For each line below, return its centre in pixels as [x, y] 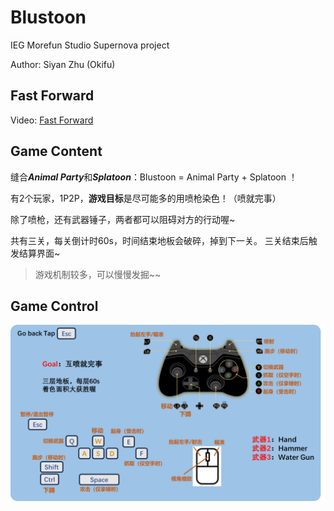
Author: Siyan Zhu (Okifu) [63, 64]
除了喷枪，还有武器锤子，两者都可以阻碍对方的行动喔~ [123, 219]
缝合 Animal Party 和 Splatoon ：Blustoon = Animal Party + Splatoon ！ [154, 177]
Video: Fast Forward [52, 120]
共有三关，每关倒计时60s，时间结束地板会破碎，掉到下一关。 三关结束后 [159, 240]
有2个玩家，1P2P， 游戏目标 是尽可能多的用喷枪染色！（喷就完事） [146, 198]
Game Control [54, 306]
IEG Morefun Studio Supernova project [90, 45]
